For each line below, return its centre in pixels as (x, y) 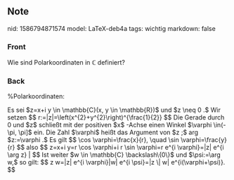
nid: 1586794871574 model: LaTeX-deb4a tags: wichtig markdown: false (111, 28)
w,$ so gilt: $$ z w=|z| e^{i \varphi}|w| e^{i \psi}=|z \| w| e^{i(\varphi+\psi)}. (116, 162)
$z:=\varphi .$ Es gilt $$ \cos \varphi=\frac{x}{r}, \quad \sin (93, 140)
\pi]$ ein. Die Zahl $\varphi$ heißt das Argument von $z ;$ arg (108, 132)
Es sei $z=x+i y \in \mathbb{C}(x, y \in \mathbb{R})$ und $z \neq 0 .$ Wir (114, 110)
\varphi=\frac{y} (203, 140)
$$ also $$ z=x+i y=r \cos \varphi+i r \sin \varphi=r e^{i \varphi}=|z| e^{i (120, 148)
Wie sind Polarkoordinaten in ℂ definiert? (66, 63)
